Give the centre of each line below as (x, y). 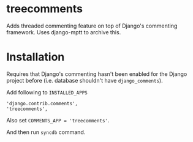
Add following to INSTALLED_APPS (47, 92)
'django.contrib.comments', (42, 103)
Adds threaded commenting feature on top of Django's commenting (92, 26)
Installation (36, 57)
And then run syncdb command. (46, 132)
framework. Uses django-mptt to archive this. (64, 32)
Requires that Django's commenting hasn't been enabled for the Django (97, 74)
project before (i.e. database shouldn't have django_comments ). (85, 80)
